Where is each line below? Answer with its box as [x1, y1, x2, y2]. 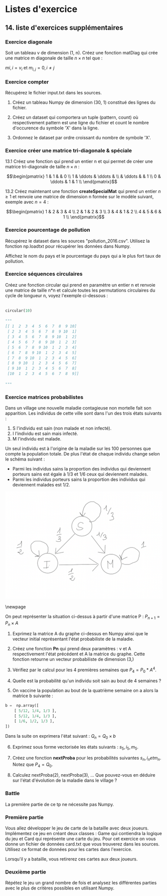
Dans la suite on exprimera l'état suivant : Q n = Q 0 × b [5, 733, 116, 740]
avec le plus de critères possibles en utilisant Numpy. [5, 885, 115, 891]
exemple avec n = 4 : [5, 199, 49, 205]
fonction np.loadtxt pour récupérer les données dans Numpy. [5, 243, 131, 249]
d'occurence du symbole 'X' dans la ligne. [12, 125, 99, 131]
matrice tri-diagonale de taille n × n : [5, 164, 80, 170]
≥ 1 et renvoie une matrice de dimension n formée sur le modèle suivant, [5, 194, 154, 200]
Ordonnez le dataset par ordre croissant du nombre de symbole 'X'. [12, 134, 151, 140]
